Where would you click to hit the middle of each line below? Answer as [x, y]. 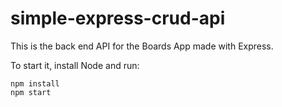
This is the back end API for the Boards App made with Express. [142, 46]
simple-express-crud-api [118, 18]
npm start [31, 92]
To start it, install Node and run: [75, 65]
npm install [35, 83]
